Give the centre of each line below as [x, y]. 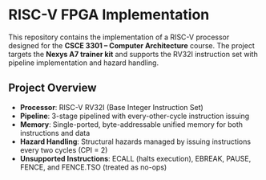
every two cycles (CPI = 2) [64, 149]
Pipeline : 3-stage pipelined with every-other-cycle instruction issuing [135, 116]
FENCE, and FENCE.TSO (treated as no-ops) [93, 167]
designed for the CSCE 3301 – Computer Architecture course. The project [131, 45]
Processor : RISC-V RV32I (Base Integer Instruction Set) [112, 107]
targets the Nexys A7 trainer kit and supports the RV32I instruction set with [133, 54]
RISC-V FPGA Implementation [109, 15]
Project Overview [52, 88]
